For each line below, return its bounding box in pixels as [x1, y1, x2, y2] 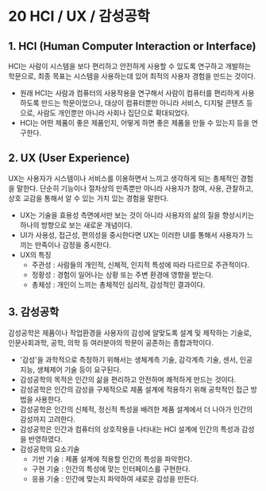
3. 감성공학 [8, 305, 60, 319]
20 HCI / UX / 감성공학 [8, 7, 151, 25]
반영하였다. [28, 434, 64, 443]
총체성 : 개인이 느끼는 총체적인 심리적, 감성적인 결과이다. [31, 280, 206, 289]
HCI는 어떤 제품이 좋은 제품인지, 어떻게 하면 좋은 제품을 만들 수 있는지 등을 [19, 118, 250, 127]
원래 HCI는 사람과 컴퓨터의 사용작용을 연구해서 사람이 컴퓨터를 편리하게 [19, 88, 241, 98]
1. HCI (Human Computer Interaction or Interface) [8, 39, 256, 52]
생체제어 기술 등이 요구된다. [37, 365, 121, 374]
